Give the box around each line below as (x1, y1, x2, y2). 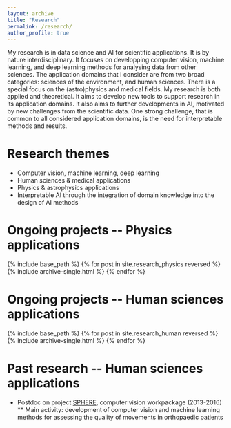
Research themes (7, 146, 110, 162)
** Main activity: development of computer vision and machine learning (17, 406, 221, 413)
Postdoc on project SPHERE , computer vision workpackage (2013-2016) (17, 398, 222, 407)
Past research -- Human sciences (7, 361, 203, 377)
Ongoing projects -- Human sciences (7, 292, 224, 308)
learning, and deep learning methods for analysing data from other (7, 63, 197, 71)
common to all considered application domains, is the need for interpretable (7, 115, 223, 123)
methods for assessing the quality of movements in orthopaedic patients (17, 413, 223, 421)
